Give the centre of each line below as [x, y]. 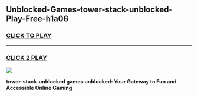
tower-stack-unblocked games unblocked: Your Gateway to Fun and [91, 81]
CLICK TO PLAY [29, 36]
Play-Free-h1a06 [37, 19]
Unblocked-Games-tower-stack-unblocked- [89, 10]
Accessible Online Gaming [39, 88]
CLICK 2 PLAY [27, 58]
